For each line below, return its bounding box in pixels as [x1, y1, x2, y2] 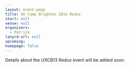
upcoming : [5, 39, 26, 44]
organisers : [5, 25, 30, 30]
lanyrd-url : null [5, 35, 41, 40]
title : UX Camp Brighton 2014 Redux [5, 12, 81, 17]
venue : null [5, 21, 30, 26]
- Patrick [9, 30, 30, 35]
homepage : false [5, 44, 39, 48]
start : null [5, 16, 30, 21]
